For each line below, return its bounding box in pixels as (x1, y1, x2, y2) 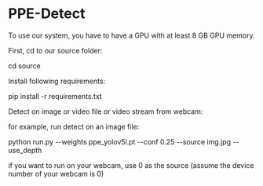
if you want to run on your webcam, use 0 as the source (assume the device (8, 160, 254, 170)
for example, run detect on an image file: (8, 122, 140, 131)
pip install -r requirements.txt (8, 91, 102, 100)
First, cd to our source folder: (8, 46, 103, 55)
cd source (8, 60, 41, 71)
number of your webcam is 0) (8, 169, 104, 178)
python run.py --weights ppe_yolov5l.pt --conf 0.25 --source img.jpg (8, 137, 232, 146)
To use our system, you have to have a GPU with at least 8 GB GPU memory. (8, 31, 255, 40)
